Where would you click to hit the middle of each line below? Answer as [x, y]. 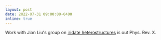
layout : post [19, 10]
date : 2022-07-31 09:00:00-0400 [39, 14]
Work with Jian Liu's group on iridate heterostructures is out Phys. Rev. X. [81, 33]
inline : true [19, 19]
